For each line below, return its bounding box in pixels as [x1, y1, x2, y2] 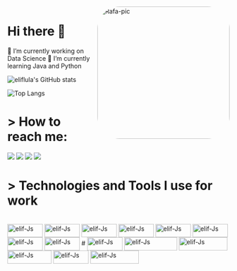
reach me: [7, 129, 68, 145]
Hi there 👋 [7, 23, 66, 40]
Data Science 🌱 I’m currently [7, 54, 90, 62]
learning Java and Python [7, 61, 82, 70]
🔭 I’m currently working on [7, 47, 85, 55]
